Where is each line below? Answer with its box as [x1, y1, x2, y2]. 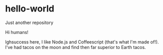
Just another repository [5, 19, 54, 25]
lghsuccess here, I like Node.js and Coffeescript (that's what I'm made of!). [5, 38, 159, 45]
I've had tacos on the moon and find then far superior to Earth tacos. [5, 44, 146, 50]
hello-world [5, 3, 55, 14]
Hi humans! [5, 29, 29, 35]
